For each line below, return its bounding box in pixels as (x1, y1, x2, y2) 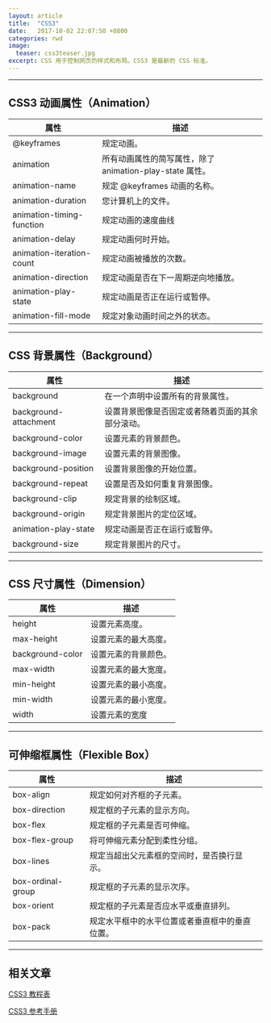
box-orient (12, 900, 54, 912)
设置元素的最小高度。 (90, 679, 172, 691)
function (12, 219, 44, 230)
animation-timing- (12, 209, 84, 220)
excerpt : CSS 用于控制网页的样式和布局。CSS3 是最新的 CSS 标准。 (8, 57, 212, 65)
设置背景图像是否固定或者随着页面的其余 (104, 405, 258, 416)
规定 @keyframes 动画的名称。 (102, 180, 219, 191)
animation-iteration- (12, 247, 91, 258)
